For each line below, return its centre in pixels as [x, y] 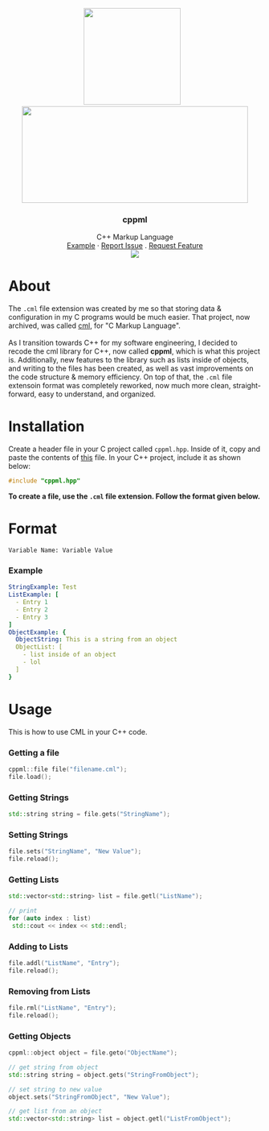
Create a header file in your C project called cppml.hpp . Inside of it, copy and [134, 449]
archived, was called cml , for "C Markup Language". [94, 325]
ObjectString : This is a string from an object [97, 640]
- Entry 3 [32, 617]
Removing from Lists [49, 991]
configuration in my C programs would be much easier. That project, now [129, 317]
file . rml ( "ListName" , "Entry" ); [62, 1008]
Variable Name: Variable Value [61, 550]
